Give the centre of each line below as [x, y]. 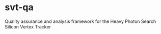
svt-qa [19, 7]
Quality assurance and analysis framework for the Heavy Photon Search [81, 21]
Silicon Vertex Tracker [28, 26]
